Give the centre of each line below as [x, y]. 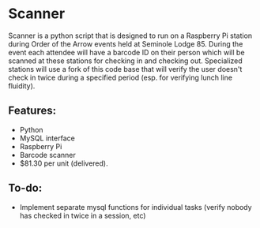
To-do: [25, 188]
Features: [32, 111]
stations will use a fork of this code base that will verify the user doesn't [125, 69]
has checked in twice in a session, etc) [83, 215]
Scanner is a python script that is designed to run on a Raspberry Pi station [130, 36]
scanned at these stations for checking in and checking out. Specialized [125, 61]
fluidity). [22, 86]
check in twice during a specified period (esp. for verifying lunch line [121, 77]
